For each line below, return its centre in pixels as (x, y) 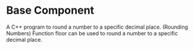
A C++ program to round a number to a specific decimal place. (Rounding (97, 27)
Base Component (50, 10)
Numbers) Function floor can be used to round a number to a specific (92, 33)
